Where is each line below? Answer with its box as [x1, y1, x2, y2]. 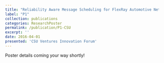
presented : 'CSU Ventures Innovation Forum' [5, 39, 97, 44]
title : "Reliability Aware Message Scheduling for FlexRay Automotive [5, 7, 152, 12]
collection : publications [5, 16, 58, 21]
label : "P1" [5, 12, 29, 17]
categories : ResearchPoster [5, 21, 62, 26]
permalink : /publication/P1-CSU [5, 25, 71, 30]
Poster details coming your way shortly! [5, 52, 85, 58]
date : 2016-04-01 [5, 35, 41, 40]
